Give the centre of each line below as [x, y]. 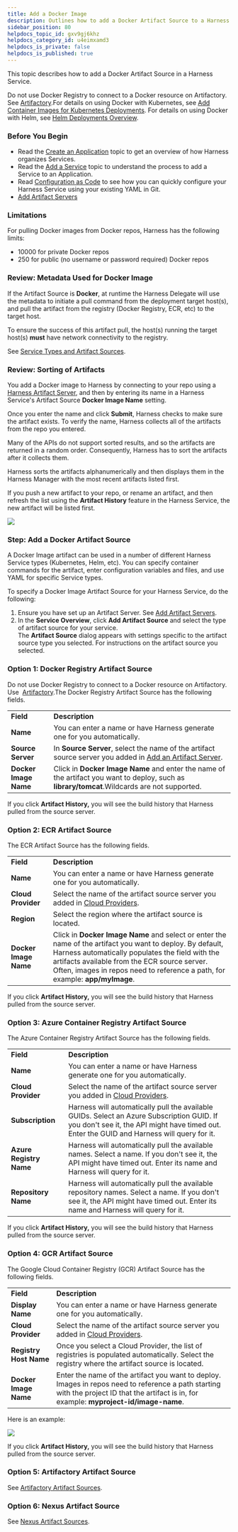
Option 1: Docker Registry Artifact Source [80, 669]
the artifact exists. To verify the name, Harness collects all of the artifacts [114, 422]
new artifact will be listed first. [51, 508]
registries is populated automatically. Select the [135, 1354]
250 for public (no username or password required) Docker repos [113, 259]
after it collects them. [38, 458]
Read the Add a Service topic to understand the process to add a [112, 167]
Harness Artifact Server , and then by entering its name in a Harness [106, 393]
